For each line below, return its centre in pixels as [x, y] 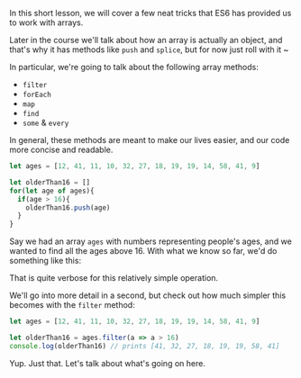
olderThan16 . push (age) [68, 207]
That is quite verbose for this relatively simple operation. [114, 278]
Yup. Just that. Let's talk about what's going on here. [107, 363]
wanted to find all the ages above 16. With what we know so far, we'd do [143, 251]
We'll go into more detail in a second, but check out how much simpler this [148, 295]
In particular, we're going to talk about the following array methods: [134, 67]
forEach [36, 94]
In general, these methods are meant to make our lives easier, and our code [150, 140]
